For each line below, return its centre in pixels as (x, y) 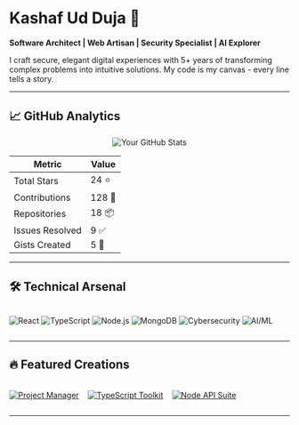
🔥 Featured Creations (70, 364)
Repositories (40, 214)
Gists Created (42, 245)
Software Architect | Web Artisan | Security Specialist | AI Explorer (135, 43)
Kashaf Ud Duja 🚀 (75, 18)
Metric (48, 164)
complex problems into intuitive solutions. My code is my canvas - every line (149, 69)
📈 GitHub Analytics (65, 116)
